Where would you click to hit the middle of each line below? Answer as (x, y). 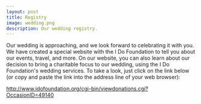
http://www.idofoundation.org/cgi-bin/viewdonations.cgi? (77, 89)
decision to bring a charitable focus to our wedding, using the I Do (88, 65)
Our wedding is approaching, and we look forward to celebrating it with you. (100, 45)
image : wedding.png (31, 23)
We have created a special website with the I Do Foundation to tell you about (101, 52)
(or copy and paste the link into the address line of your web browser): (93, 77)
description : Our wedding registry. (52, 28)
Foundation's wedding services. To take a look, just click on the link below (98, 71)
